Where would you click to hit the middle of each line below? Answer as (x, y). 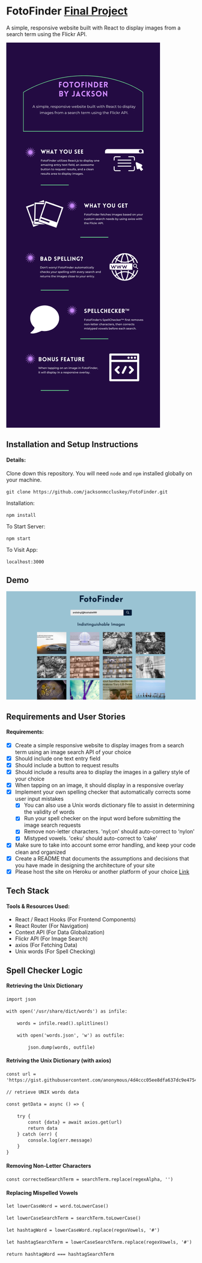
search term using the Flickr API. (47, 34)
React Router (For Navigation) (52, 926)
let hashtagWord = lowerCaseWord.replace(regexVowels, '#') (83, 1231)
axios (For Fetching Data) (46, 945)
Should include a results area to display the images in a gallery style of (103, 772)
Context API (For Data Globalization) (60, 932)
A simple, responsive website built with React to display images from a (93, 28)
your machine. (24, 480)
